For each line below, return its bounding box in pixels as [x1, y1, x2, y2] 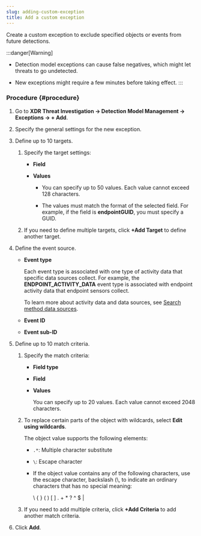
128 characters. [41, 190, 80, 198]
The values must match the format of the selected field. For [41, 202, 189, 209]
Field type [32, 363, 59, 370]
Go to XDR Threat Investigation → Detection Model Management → [14, 107, 185, 114]
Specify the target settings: [23, 149, 91, 156]
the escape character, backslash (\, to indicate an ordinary [32, 476, 178, 483]
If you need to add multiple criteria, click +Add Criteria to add [23, 505, 176, 513]
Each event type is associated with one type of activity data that [23, 267, 183, 275]
